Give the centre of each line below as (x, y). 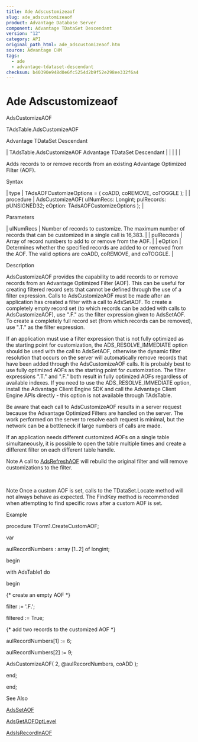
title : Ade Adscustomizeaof (41, 12)
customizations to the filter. (39, 468)
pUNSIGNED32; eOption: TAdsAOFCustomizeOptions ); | (75, 206)
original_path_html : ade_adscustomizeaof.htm (63, 45)
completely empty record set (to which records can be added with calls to (96, 308)
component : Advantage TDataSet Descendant (59, 28)
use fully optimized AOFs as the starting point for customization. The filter (96, 370)
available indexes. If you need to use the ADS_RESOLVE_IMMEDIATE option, (99, 383)
